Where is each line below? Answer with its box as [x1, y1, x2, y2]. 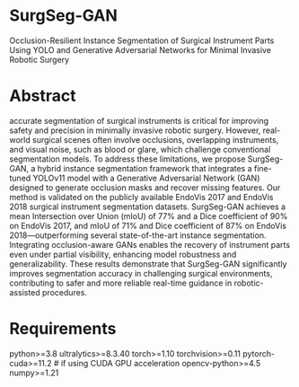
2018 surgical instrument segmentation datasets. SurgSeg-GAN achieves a [9, 201, 286, 212]
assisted [9, 286, 40, 297]
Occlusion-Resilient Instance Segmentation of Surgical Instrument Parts [9, 35, 275, 46]
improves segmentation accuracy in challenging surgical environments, [9, 268, 273, 278]
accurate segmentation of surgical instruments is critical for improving [9, 115, 269, 126]
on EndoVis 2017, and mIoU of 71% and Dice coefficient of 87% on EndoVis [9, 220, 287, 231]
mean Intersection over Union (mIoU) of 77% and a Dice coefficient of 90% [9, 210, 288, 221]
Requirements [9, 319, 117, 339]
